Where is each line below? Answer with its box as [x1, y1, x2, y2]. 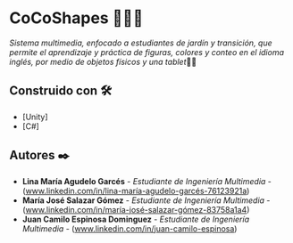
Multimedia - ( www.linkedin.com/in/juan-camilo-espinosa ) [21, 223, 238, 234]
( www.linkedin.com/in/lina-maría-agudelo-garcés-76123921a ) [21, 185, 250, 196]
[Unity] [21, 111, 48, 122]
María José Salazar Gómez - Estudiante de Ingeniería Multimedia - [21, 195, 271, 206]
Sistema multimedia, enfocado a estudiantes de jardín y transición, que [9, 37, 272, 48]
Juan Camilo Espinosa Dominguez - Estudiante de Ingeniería [21, 214, 250, 224]
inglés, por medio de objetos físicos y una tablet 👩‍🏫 [9, 56, 197, 67]
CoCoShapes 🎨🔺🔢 [9, 8, 144, 28]
